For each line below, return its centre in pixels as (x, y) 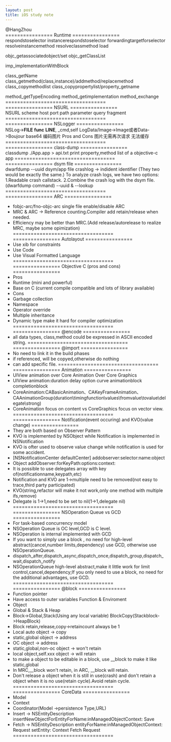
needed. (21, 217)
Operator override (32, 310)
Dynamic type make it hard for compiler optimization (68, 320)
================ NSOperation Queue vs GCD (67, 512)
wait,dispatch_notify (34, 561)
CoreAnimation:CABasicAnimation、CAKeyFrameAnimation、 (77, 392)
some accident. (29, 452)
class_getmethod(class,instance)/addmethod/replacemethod (69, 81)
